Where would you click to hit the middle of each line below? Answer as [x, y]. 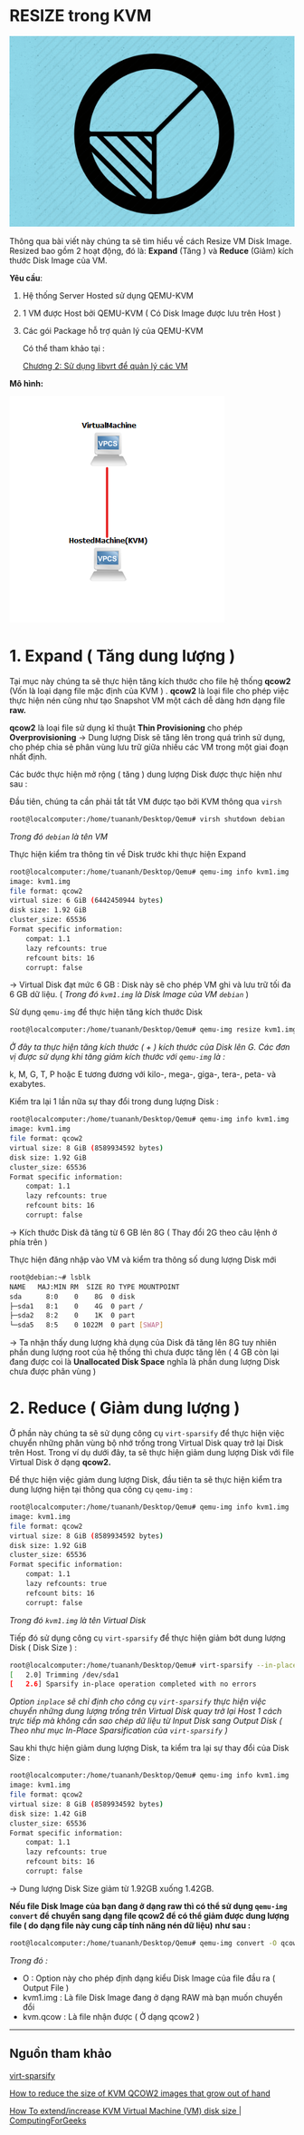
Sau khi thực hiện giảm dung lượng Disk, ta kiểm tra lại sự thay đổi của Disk [149, 1748]
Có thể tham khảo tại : [64, 348]
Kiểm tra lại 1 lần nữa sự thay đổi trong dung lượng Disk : [114, 1102]
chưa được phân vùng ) [53, 1372]
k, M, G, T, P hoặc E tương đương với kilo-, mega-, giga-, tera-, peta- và [142, 1074]
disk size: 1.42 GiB [48, 1814]
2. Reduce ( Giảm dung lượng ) [125, 1408]
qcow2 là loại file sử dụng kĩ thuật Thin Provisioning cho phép [126, 728]
